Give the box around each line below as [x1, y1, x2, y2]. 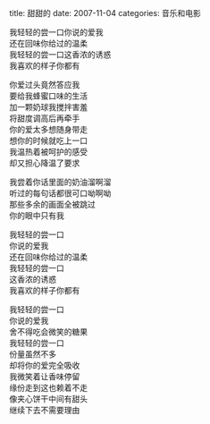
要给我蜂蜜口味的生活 [9, 90, 88, 101]
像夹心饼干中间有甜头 [9, 394, 88, 404]
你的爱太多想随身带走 [9, 124, 88, 134]
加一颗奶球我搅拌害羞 [9, 102, 88, 112]
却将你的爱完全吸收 [9, 360, 80, 370]
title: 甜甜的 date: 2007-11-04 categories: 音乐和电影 [9, 8, 201, 18]
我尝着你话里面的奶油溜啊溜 [9, 177, 112, 187]
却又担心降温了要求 [9, 157, 80, 168]
